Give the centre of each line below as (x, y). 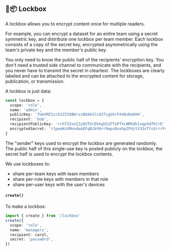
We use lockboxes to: (28, 164)
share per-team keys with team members (56, 174)
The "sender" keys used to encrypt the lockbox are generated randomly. (81, 143)
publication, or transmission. (35, 81)
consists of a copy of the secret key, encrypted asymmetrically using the (81, 44)
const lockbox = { (25, 100)
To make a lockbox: (26, 207)
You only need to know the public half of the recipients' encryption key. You (85, 59)
